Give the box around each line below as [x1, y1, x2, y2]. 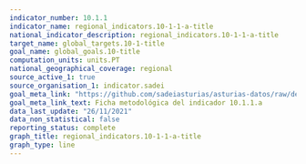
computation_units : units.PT [9, 56, 120, 65]
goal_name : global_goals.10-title [9, 47, 141, 56]
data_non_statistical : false [9, 115, 120, 124]
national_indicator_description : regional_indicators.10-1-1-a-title [9, 30, 280, 39]
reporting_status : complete [9, 124, 117, 133]
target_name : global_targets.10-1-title [9, 38, 166, 48]
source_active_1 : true [9, 73, 96, 82]
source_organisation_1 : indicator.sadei [9, 81, 166, 90]
